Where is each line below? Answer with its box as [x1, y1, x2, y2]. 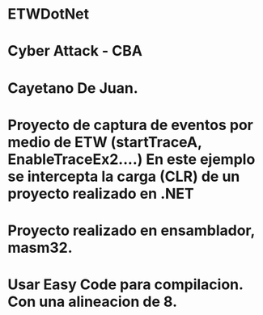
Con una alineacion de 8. [7, 292, 178, 311]
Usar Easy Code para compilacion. [7, 275, 244, 294]
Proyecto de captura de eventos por [7, 115, 254, 134]
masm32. [7, 238, 74, 257]
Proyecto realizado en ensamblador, [7, 221, 256, 239]
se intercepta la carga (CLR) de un [7, 167, 240, 186]
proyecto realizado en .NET [7, 184, 195, 203]
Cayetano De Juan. [7, 78, 138, 97]
